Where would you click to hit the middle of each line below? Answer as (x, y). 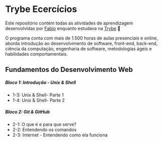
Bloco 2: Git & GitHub (28, 111)
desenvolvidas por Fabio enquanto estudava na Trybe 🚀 (63, 28)
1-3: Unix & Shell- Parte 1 (38, 95)
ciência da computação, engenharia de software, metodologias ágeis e (78, 48)
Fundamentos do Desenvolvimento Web (69, 70)
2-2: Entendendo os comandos (44, 130)
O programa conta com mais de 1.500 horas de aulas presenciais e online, (82, 38)
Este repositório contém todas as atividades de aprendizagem (69, 23)
